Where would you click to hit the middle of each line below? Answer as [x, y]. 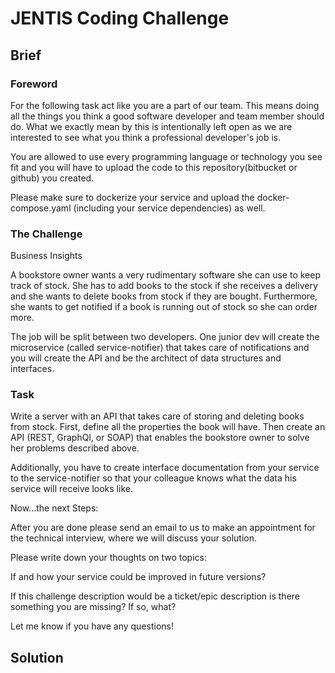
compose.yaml [41, 208]
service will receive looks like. [71, 489]
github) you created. [52, 178]
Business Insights [46, 256]
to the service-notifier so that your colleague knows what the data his [153, 478]
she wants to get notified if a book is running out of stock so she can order [164, 307]
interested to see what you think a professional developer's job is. [146, 137]
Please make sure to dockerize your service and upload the [132, 197]
